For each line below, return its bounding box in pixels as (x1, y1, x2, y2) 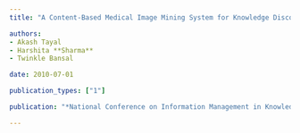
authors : (9, 29, 42, 38)
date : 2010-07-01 (9, 71, 74, 79)
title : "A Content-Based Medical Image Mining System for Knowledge (9, 12, 270, 22)
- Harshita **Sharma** (9, 46, 94, 54)
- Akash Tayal (9, 37, 62, 46)
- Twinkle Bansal (9, 54, 74, 63)
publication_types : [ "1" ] (9, 87, 105, 96)
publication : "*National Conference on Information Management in (9, 103, 262, 112)
